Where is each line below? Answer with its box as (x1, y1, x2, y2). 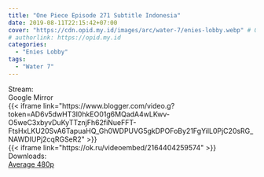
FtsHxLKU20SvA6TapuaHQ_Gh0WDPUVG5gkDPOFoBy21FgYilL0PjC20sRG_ (8, 126, 254, 135)
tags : (8, 56, 26, 64)
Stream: (8, 84, 34, 94)
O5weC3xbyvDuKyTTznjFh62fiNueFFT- (8, 117, 137, 127)
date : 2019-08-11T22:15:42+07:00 (8, 19, 118, 27)
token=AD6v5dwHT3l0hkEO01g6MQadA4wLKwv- (8, 109, 170, 119)
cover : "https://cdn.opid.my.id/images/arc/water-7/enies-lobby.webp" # (8, 26, 251, 34)
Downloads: (8, 151, 47, 160)
